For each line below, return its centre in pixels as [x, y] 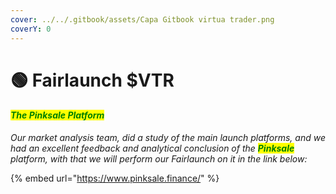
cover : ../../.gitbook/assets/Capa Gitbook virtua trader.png [142, 19]
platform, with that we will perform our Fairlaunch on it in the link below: [159, 158]
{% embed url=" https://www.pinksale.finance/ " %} [115, 178]
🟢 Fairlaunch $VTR [92, 80]
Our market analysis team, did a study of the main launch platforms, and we [168, 137]
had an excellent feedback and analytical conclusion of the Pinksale [152, 148]
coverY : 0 [31, 29]
